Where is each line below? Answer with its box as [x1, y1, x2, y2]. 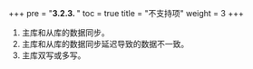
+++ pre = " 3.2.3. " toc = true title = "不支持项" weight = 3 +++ [8, 8, 244, 18]
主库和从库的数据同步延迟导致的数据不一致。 [21, 39, 190, 49]
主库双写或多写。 [21, 50, 86, 61]
